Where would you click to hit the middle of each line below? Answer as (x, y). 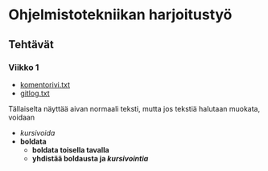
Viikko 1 (24, 67)
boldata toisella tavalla (71, 149)
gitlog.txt (35, 93)
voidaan (21, 117)
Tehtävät (31, 45)
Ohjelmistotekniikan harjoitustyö (120, 15)
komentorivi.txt (45, 84)
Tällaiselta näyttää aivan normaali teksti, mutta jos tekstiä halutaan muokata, (134, 108)
